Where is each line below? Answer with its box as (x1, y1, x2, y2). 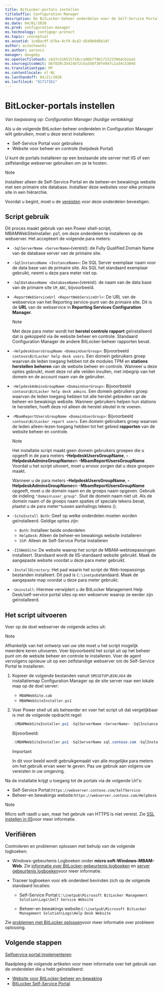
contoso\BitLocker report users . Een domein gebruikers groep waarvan (12, 419, 158, 424)
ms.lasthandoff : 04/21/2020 (5, 75, 62, 80)
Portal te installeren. (5, 663, 45, 669)
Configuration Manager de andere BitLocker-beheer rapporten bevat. (12, 338, 151, 345)
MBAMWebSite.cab (19, 693, 52, 698)
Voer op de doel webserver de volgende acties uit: (5, 624, 106, 630)
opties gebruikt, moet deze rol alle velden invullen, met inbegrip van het (12, 369, 155, 374)
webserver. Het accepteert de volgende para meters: (5, 236, 111, 242)
